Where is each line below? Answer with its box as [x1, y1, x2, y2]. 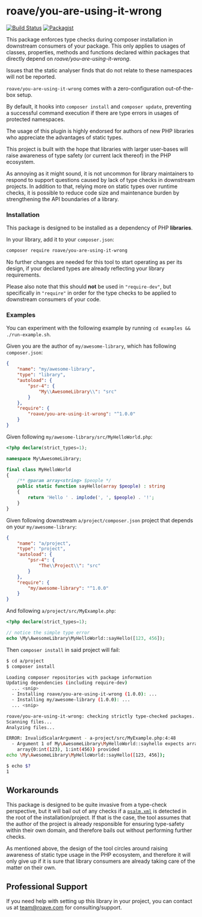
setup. [17, 91, 33, 98]
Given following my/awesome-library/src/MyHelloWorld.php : [6, 433, 153, 440]
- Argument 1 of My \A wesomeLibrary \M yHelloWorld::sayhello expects [11, 741, 185, 747]
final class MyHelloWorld [6, 466, 71, 472]
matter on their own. [6, 864, 57, 871]
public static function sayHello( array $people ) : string [17, 483, 165, 489]
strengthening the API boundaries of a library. [6, 195, 119, 202]
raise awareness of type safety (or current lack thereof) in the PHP [6, 152, 171, 159]
